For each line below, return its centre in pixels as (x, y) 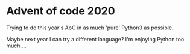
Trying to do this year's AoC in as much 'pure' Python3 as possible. (90, 28)
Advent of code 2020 (61, 11)
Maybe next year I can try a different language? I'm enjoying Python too (95, 39)
